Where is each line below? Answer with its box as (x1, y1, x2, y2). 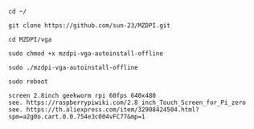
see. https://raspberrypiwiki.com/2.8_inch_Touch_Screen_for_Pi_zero (8, 99, 247, 107)
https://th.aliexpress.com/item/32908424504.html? (26, 106, 199, 114)
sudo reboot (8, 78, 48, 86)
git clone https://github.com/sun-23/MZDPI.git (8, 22, 171, 30)
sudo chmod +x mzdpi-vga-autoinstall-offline (8, 50, 163, 58)
